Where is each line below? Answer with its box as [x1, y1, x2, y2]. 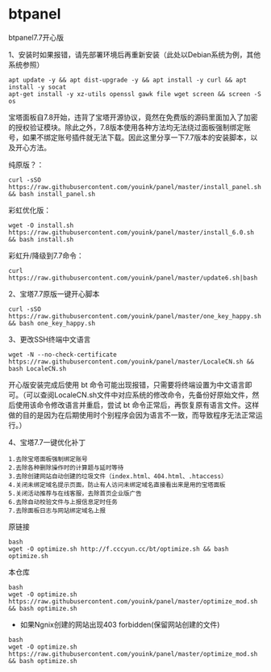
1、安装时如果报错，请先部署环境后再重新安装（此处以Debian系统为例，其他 [8, 49, 261, 59]
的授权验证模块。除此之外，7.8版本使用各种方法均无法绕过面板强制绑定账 [8, 122, 252, 132]
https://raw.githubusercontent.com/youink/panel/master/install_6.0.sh [8, 228, 254, 237]
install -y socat [8, 82, 67, 91]
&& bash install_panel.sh [8, 190, 95, 198]
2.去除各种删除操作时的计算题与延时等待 [8, 464, 124, 472]
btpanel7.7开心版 [8, 32, 65, 42]
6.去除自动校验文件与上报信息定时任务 [8, 498, 119, 506]
